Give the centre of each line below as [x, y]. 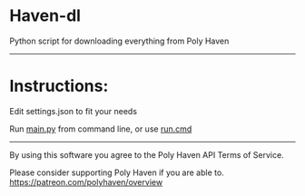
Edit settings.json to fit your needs [74, 111]
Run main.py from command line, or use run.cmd [101, 129]
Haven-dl [45, 16]
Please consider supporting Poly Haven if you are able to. [117, 172]
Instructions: [59, 86]
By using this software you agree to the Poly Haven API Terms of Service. [147, 154]
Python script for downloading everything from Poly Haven [119, 41]
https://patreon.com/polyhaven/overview [86, 181]
